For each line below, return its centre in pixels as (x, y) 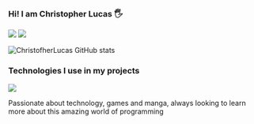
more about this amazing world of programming (86, 111)
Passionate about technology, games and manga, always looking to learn (127, 103)
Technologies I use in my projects (74, 71)
